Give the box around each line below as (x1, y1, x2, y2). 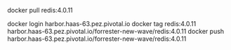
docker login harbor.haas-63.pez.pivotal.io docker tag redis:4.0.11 (7, 20, 197, 27)
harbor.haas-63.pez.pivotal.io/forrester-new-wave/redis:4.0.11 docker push (7, 27, 225, 35)
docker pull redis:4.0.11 (7, 6, 73, 14)
